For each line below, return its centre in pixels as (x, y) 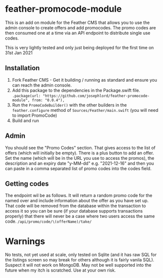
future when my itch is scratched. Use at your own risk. (60, 270)
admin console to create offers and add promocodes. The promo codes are (81, 27)
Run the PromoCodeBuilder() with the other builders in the (69, 105)
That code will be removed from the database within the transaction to (75, 206)
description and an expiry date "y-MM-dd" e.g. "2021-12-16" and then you (80, 163)
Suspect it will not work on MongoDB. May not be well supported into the (78, 265)
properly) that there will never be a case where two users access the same (80, 216)
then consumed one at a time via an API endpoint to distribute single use (78, 33)
